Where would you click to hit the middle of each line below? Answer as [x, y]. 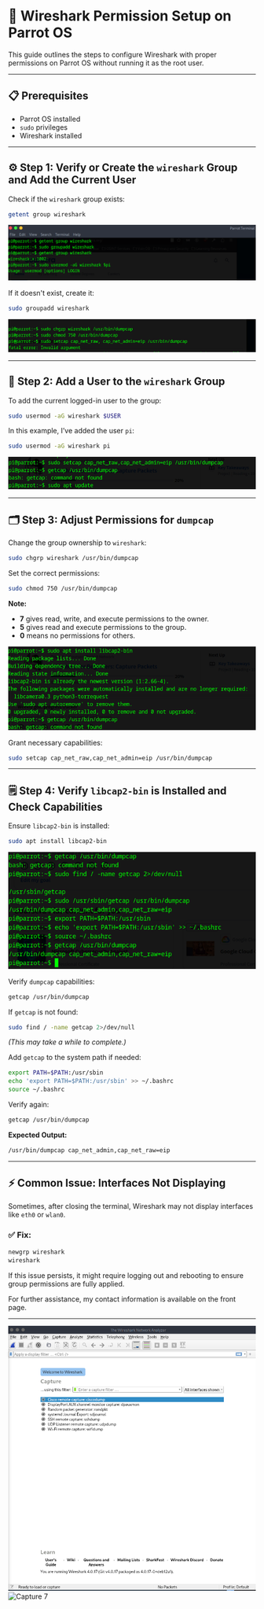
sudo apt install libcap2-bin [58, 841]
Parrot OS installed [50, 119]
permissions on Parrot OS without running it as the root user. [106, 63]
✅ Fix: [20, 1235]
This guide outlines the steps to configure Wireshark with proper [113, 54]
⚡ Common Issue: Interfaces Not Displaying [117, 1183]
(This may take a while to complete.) [68, 1042]
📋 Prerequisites [48, 96]
